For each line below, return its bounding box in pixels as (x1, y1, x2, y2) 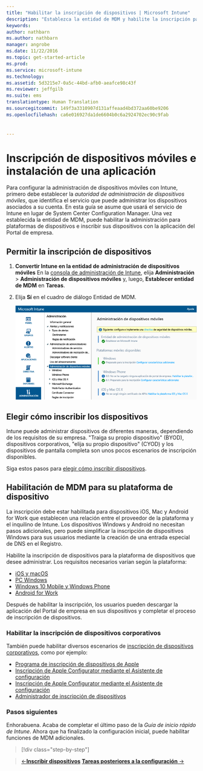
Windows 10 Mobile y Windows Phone (14, 582, 111, 590)
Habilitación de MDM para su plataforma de (6, 482, 173, 492)
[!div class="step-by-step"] (21, 746, 89, 753)
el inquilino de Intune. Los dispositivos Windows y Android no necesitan (6, 520, 185, 528)
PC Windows (14, 576, 47, 583)
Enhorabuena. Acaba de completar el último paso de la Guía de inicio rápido (6, 721, 196, 729)
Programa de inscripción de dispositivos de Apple (14, 660, 140, 668)
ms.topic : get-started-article (6, 54, 85, 60)
